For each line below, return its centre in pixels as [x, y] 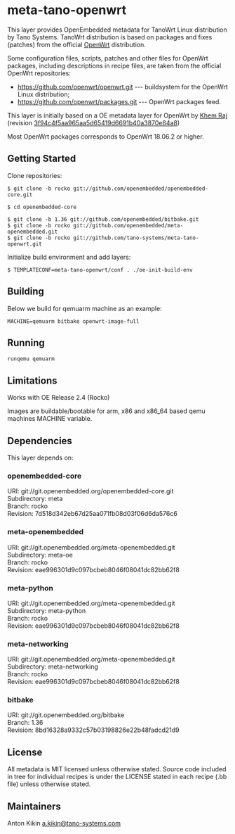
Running [26, 342]
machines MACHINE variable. [50, 419]
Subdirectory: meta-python [47, 610]
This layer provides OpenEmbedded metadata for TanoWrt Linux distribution [117, 30]
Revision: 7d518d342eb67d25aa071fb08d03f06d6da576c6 [92, 514]
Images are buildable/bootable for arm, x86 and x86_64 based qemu [106, 411]
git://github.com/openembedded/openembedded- [141, 189]
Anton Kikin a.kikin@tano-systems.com [64, 823]
